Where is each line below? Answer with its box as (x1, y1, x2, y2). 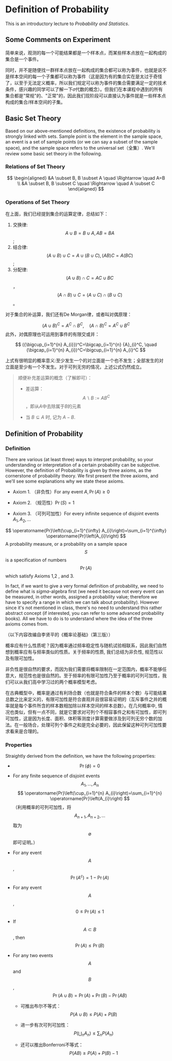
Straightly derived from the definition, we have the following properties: (5, 753, 156, 759)
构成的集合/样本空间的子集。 (5, 99, 66, 105)
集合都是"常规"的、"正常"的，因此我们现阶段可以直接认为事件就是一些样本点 (5, 92, 166, 98)
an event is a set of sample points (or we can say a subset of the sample (5, 138, 158, 144)
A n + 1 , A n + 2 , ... (74, 813, 106, 820)
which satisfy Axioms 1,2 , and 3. (5, 573, 74, 579)
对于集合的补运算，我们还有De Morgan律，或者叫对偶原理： (5, 311, 132, 318)
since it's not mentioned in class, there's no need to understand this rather (5, 605, 162, 611)
